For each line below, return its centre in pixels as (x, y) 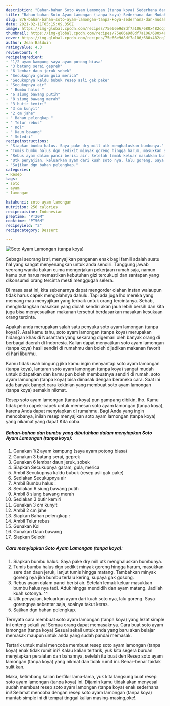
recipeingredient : (25, 57)
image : (13, 29)
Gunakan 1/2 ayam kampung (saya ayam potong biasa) (70, 451)
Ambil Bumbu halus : (34, 483)
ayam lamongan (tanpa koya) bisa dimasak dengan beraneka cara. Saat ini (83, 379)
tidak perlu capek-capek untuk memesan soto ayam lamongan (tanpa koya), (85, 405)
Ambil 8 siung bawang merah (43, 494)
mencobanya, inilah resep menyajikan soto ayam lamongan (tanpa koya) (81, 416)
